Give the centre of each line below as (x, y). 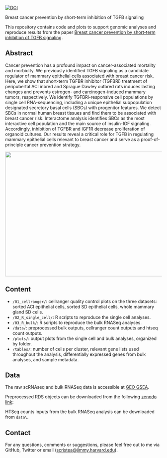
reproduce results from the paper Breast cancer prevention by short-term (80, 32)
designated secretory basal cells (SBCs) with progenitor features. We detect (83, 108)
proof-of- (150, 139)
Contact (18, 433)
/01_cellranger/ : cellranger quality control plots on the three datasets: (84, 301)
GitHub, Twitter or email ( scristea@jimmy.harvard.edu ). (61, 450)
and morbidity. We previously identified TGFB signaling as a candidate (77, 70)
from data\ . (17, 417)
